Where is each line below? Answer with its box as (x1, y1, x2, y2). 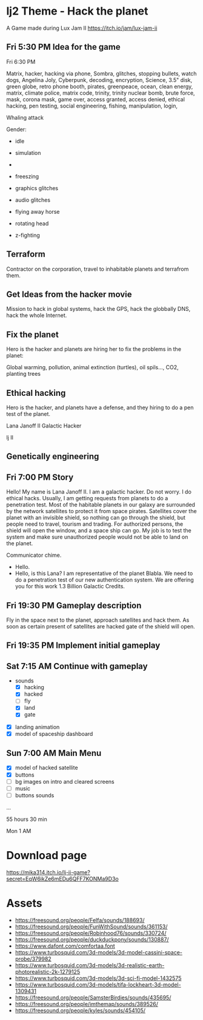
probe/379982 (15, 955, 52, 962)
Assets (6, 896, 42, 910)
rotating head (15, 220, 49, 227)
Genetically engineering (6, 451, 99, 462)
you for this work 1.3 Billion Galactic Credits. (15, 583, 125, 590)
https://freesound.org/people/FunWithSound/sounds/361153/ (15, 923, 168, 930)
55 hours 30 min (6, 815, 47, 823)
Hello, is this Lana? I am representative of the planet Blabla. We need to (15, 569, 193, 577)
